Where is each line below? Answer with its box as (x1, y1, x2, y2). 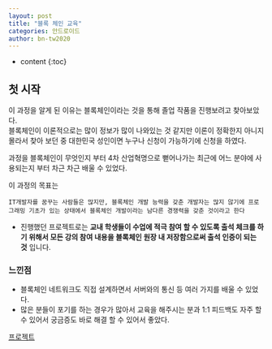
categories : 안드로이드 (8, 27, 80, 35)
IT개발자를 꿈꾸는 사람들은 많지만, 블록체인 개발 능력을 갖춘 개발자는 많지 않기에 (8, 198, 245, 207)
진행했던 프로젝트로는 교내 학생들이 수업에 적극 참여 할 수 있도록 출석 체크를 (19, 222, 256, 232)
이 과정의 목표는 (8, 180, 59, 191)
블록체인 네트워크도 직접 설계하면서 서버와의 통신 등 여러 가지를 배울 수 (19, 285, 244, 295)
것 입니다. (19, 243, 51, 252)
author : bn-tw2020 (8, 34, 71, 43)
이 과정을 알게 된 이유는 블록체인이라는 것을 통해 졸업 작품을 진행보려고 (8, 106, 231, 115)
